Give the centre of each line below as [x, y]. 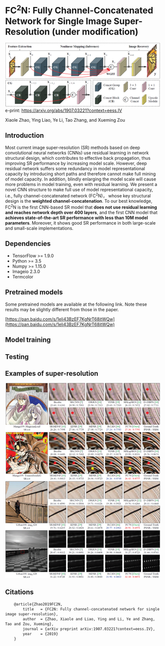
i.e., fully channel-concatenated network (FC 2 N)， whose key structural [78, 195]
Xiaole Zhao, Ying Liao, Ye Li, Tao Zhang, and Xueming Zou [65, 120]
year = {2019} [40, 634]
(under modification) [95, 31]
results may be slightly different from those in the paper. [62, 309]
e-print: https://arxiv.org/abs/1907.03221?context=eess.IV [64, 110]
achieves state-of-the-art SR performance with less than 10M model [77, 218]
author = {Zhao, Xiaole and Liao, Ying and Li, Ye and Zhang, [89, 619]
